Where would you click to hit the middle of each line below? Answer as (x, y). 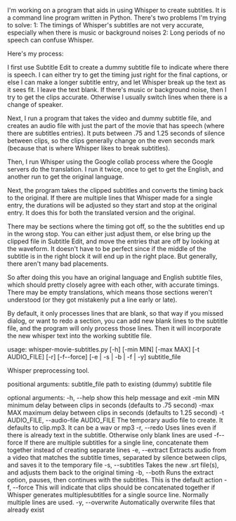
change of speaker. (35, 104)
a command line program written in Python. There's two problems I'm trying (117, 18)
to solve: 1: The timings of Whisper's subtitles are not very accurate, (106, 25)
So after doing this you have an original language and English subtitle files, (115, 277)
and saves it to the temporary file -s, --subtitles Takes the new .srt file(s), (113, 465)
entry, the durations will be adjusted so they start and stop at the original (112, 205)
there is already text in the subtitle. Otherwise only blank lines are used (110, 435)
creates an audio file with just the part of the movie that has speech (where (116, 126)
